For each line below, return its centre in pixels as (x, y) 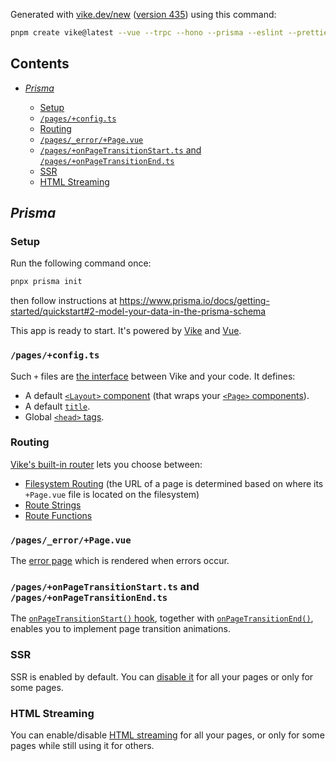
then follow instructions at (64, 301)
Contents (40, 64)
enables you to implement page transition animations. (121, 629)
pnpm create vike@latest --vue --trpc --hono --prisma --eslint (147, 33)
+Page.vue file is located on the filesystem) (112, 494)
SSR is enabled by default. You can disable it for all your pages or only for (162, 676)
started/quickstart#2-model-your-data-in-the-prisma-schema (138, 311)
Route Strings (53, 505)
